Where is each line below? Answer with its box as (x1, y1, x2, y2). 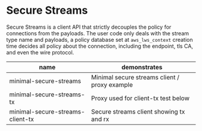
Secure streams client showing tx (91, 107, 185, 115)
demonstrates (121, 63, 163, 71)
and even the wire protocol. (6, 48, 75, 56)
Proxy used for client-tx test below (91, 94, 190, 102)
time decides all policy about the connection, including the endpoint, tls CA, (6, 42, 194, 50)
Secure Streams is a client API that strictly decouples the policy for (6, 23, 171, 31)
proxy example (91, 80, 133, 89)
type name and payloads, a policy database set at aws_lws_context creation (6, 36, 194, 43)
